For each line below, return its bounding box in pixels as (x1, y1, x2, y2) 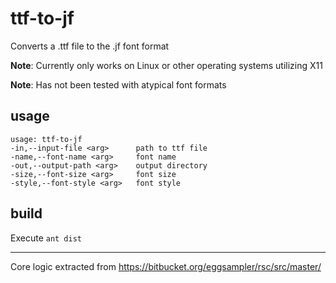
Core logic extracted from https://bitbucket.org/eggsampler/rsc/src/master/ (10, 260, 322, 272)
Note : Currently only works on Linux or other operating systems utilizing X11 (10, 59, 323, 71)
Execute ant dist (10, 232, 83, 244)
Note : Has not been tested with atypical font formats (10, 78, 227, 91)
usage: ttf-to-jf (10, 134, 83, 144)
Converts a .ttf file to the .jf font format (10, 40, 170, 52)
